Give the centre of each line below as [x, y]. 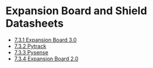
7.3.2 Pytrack [30, 46]
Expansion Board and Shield [76, 11]
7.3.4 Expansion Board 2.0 [46, 59]
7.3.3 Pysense [31, 52]
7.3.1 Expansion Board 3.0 [45, 40]
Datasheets [35, 23]
